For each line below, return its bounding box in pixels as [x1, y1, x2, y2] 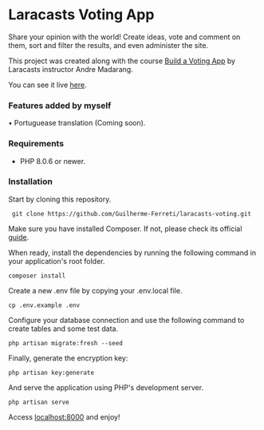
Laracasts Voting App [8, 6, 155, 24]
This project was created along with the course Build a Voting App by [8, 56, 236, 66]
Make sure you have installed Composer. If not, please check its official [8, 224, 242, 233]
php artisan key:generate [8, 368, 94, 376]
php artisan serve [8, 398, 69, 406]
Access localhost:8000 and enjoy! [8, 412, 120, 421]
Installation [8, 176, 53, 187]
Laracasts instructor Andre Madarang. [8, 64, 133, 74]
